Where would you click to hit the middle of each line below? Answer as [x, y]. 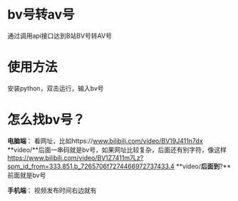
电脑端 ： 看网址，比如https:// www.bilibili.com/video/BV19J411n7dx [105, 140]
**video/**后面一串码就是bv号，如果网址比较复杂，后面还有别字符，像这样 [117, 150]
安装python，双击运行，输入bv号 [56, 88]
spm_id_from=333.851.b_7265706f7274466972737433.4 [91, 166]
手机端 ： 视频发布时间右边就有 [52, 190]
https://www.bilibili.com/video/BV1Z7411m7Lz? [76, 158]
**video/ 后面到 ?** [203, 166]
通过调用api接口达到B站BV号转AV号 [60, 36]
